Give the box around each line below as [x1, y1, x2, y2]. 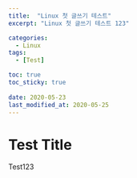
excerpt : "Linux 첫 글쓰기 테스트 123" [8, 19, 130, 27]
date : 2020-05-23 [8, 93, 66, 101]
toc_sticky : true [8, 78, 66, 86]
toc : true [8, 71, 42, 79]
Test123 [8, 162, 34, 172]
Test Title [8, 135, 72, 154]
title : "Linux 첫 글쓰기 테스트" [8, 11, 112, 20]
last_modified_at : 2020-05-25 [8, 101, 110, 109]
